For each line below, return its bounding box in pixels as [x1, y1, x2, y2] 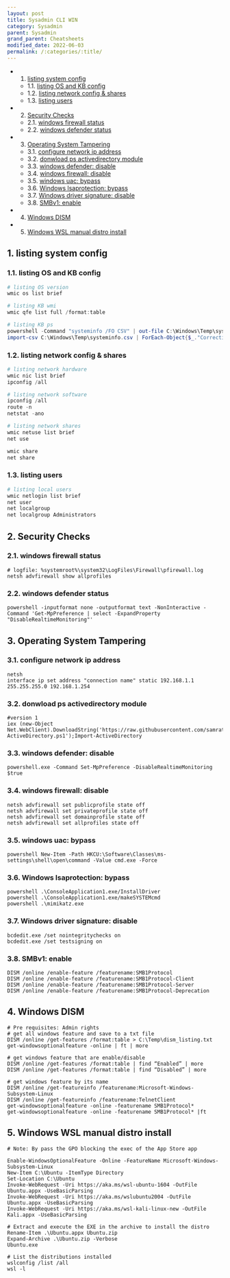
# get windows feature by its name [7, 1078, 109, 1085]
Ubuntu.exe [7, 1241, 38, 1248]
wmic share [7, 448, 38, 455]
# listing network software [7, 391, 88, 398]
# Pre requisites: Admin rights [7, 1024, 99, 1031]
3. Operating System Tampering [7, 635, 146, 646]
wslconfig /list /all [7, 1259, 69, 1266]
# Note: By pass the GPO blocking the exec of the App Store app [7, 1145, 197, 1152]
